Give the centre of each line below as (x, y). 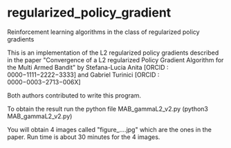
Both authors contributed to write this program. (74, 95)
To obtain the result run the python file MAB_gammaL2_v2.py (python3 (108, 109)
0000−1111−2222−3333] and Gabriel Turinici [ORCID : (83, 75)
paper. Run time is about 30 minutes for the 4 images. (84, 137)
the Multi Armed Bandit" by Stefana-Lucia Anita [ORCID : (88, 67)
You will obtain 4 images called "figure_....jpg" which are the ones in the (110, 129)
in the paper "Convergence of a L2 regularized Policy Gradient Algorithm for (115, 59)
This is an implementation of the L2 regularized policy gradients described (113, 53)
